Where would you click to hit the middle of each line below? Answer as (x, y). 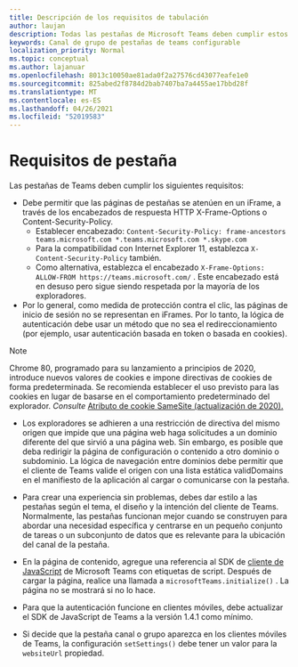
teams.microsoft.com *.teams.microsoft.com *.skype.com (141, 240)
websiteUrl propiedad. (63, 653)
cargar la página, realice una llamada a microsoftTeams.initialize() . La (155, 581)
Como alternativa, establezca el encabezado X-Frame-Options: (150, 267)
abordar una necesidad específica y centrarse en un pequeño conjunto (152, 525)
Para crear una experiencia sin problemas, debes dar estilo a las (140, 497)
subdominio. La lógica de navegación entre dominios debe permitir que (153, 461)
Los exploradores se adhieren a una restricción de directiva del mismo (151, 423)
